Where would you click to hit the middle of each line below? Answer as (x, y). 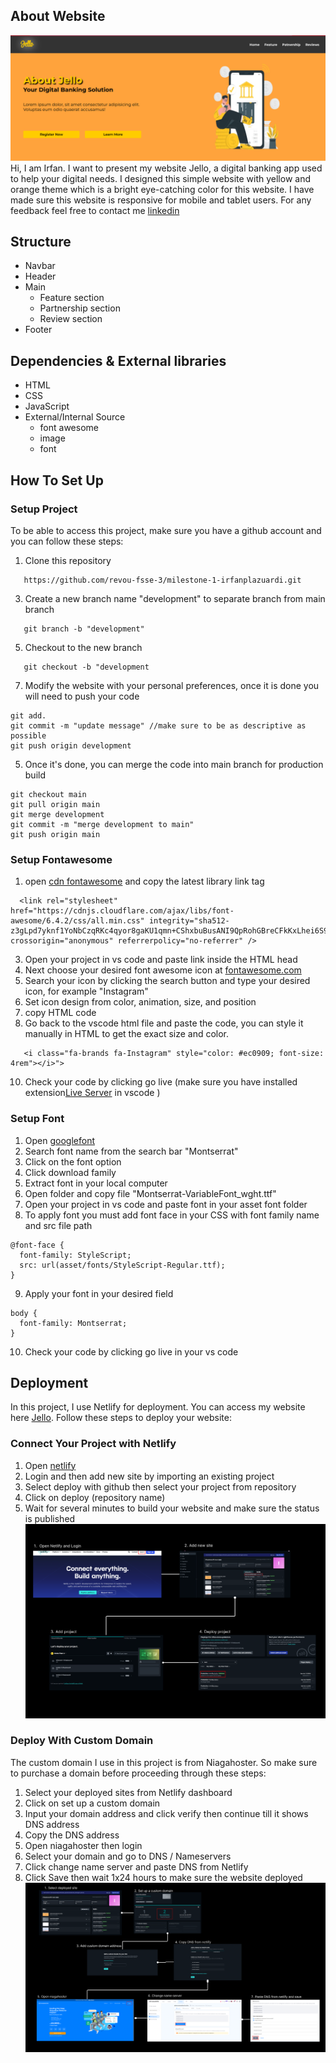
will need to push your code (82, 696)
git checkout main (48, 794)
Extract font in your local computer (96, 1183)
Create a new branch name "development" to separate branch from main (175, 598)
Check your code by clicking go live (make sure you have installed (161, 1082)
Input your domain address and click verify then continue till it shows (166, 1813)
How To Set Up (57, 480)
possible (28, 735)
